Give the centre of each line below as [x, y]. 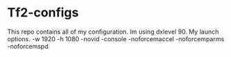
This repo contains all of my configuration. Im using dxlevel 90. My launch [113, 32]
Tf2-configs [43, 13]
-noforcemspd [28, 46]
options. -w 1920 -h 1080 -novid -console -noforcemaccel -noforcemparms [116, 38]
